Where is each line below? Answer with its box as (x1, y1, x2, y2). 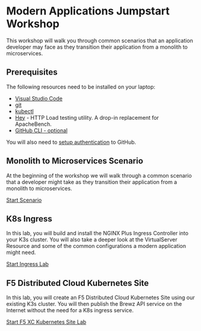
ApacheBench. (14, 120, 52, 128)
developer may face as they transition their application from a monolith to (6, 43, 188, 51)
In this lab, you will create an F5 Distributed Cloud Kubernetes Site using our (6, 294, 195, 302)
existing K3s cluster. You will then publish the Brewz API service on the (6, 300, 182, 308)
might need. (6, 249, 36, 256)
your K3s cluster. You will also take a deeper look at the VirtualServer (6, 236, 178, 243)
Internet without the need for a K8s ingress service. (6, 307, 134, 314)
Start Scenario (6, 196, 42, 203)
